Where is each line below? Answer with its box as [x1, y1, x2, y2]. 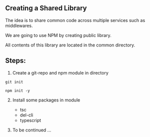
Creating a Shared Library [5, 4, 87, 12]
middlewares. [5, 22, 33, 28]
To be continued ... [12, 127, 51, 133]
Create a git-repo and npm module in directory [12, 69, 109, 75]
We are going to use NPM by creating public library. [5, 32, 111, 38]
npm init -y [5, 88, 30, 93]
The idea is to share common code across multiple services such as [5, 17, 145, 23]
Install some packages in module [12, 97, 80, 103]
